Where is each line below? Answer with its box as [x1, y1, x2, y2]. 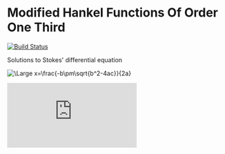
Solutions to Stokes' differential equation [7, 55, 123, 64]
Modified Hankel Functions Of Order [7, 5, 219, 21]
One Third [7, 19, 66, 35]
